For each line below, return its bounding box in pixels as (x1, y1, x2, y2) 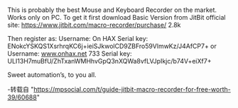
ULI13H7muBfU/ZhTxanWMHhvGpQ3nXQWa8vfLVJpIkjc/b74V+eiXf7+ (7, 57, 212, 66)
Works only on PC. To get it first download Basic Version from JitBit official (7, 13, 226, 22)
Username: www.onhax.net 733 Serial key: (7, 49, 133, 58)
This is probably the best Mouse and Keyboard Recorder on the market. (7, 6, 217, 14)
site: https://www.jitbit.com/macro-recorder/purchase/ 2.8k (7, 20, 181, 30)
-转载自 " (7, 85, 34, 94)
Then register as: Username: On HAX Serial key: (7, 35, 148, 43)
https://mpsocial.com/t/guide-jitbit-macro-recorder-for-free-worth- (33, 85, 231, 94)
